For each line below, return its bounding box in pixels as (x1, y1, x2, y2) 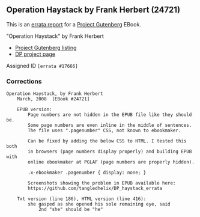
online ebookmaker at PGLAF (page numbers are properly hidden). (28, 159, 195, 165)
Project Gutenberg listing (14, 44, 77, 51)
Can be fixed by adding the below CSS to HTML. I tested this (28, 138, 187, 144)
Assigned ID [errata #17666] (6, 62, 78, 69)
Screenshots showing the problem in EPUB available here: (28, 180, 176, 186)
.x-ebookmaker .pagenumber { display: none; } (28, 170, 147, 176)
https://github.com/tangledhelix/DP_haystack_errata (28, 186, 163, 192)
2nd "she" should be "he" (38, 207, 103, 213)
